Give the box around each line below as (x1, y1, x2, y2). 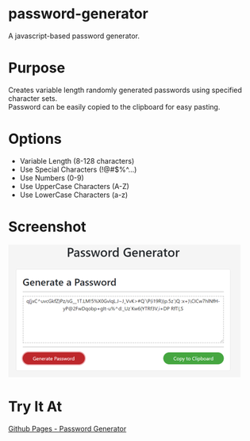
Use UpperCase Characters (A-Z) (19, 181, 129, 191)
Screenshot (8, 218, 87, 235)
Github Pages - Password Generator (8, 424, 127, 433)
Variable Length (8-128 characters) (19, 156, 135, 165)
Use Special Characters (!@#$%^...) (19, 164, 137, 174)
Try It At (8, 397, 62, 416)
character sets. (8, 93, 58, 103)
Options (8, 130, 62, 148)
